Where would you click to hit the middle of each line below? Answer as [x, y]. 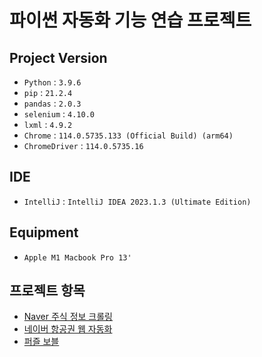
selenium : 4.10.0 [59, 114]
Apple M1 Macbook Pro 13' [77, 257]
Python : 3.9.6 [52, 82]
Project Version [58, 57]
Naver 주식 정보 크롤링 [68, 317]
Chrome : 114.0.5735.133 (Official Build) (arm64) [128, 135]
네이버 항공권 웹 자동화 [68, 329]
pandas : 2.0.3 [52, 103]
